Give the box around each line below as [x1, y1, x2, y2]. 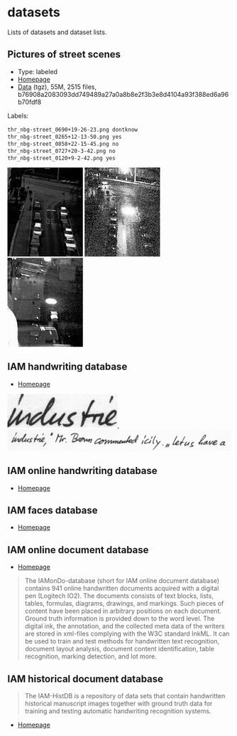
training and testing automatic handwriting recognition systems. [24, 707, 211, 715]
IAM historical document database [7, 673, 164, 685]
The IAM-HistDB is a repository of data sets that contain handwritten [24, 692, 226, 700]
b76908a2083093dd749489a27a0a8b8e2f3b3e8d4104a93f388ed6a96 [17, 90, 229, 98]
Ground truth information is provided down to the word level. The [24, 614, 215, 623]
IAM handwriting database [7, 361, 128, 373]
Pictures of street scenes [7, 48, 121, 61]
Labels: [7, 111, 29, 120]
